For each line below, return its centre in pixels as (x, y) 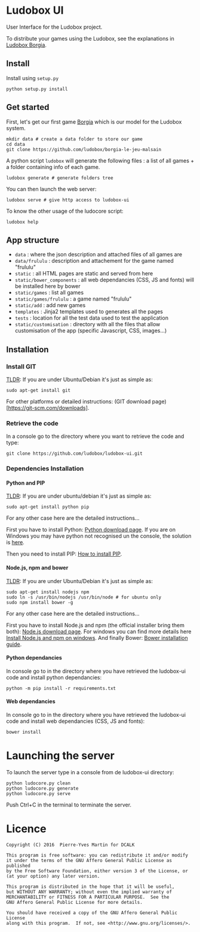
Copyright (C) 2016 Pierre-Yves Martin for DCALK (70, 845)
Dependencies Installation (45, 468)
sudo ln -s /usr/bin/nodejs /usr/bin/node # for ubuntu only (84, 597)
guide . (14, 644)
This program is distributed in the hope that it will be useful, (90, 887)
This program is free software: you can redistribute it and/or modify (97, 855)
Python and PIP (26, 483)
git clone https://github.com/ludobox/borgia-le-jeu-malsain (84, 149)
